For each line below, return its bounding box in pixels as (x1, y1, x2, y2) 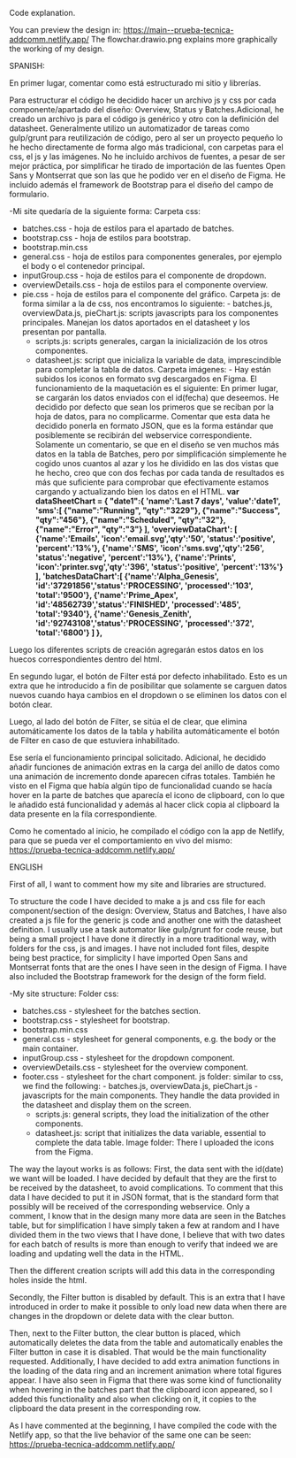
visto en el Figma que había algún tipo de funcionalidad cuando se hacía (9, 780, 272, 791)
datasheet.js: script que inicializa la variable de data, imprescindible (34, 355, 282, 365)
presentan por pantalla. (21, 326, 108, 337)
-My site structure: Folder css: (9, 988, 119, 999)
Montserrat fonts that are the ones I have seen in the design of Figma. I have (9, 962, 287, 972)
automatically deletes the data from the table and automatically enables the (9, 1338, 284, 1347)
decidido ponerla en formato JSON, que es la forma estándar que (34, 420, 274, 431)
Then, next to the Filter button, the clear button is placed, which (9, 1328, 241, 1339)
